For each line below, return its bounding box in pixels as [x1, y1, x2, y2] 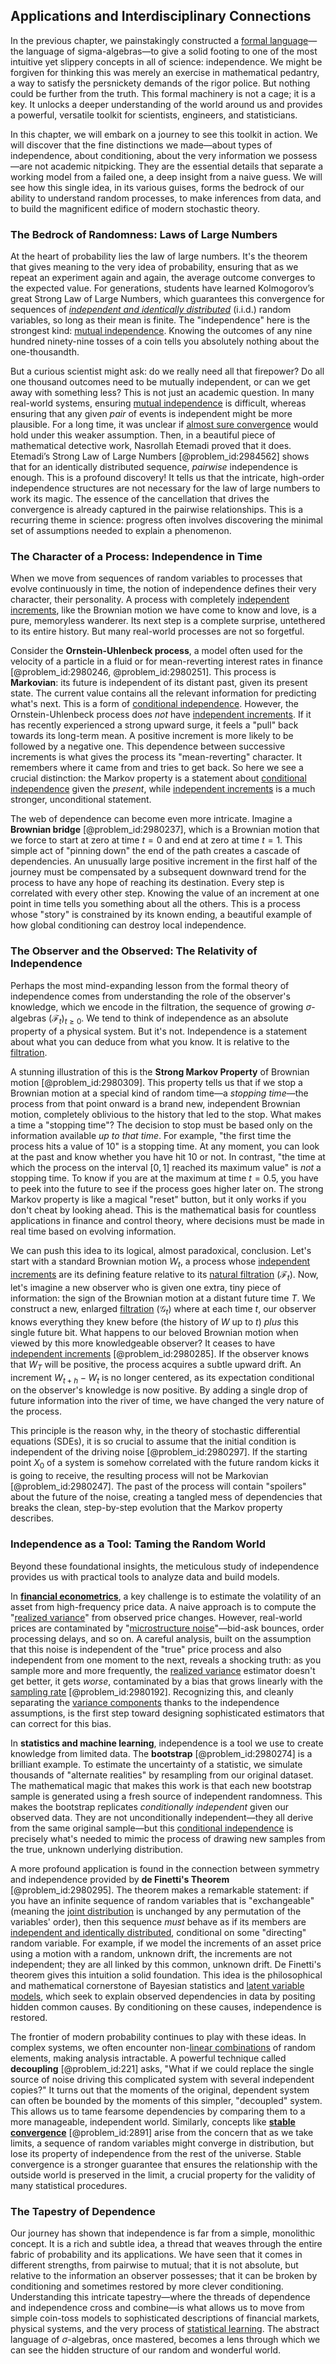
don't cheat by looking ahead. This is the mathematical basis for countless [10, 1204, 317, 1216]
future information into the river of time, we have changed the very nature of [10, 1395, 325, 1407]
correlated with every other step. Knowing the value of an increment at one [10, 887, 320, 899]
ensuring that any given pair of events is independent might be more [10, 408, 293, 420]
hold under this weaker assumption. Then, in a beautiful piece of [10, 429, 276, 441]
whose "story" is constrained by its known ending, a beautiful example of [10, 909, 313, 921]
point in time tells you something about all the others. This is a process [10, 898, 301, 910]
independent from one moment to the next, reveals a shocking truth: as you [10, 1654, 322, 1666]
